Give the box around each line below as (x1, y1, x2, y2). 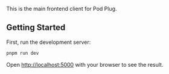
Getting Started (6, 22, 66, 32)
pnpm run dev (6, 50, 39, 56)
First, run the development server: (6, 39, 91, 46)
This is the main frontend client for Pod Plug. (6, 5, 117, 12)
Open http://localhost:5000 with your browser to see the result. (6, 61, 164, 68)
